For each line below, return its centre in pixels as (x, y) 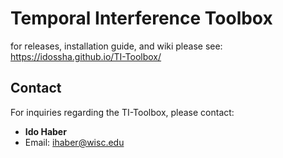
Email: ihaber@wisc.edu (74, 142)
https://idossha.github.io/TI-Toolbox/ (86, 56)
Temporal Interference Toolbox (141, 18)
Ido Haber (45, 131)
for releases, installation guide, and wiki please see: (116, 46)
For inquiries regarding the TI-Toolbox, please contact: (122, 112)
